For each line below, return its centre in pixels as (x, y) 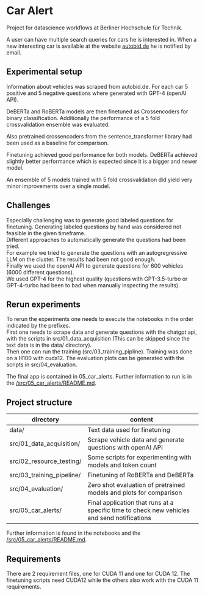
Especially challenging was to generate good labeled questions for (90, 220)
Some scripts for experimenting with (139, 458)
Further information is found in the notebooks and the (74, 533)
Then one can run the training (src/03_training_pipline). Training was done (99, 352)
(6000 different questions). (40, 272)
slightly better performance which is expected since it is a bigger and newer (102, 161)
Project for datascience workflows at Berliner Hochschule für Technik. (95, 28)
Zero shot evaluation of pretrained (136, 485)
